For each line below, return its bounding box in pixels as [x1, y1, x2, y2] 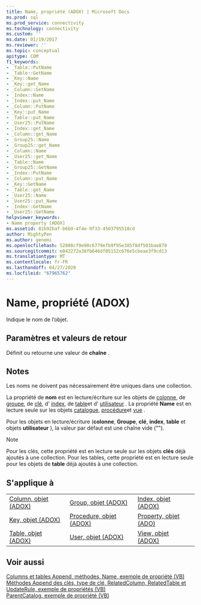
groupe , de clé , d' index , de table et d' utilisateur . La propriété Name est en [6, 400, 191, 408]
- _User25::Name [6, 192, 47, 198]
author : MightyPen [6, 231, 52, 237]
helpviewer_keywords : [6, 215, 60, 221]
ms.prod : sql [6, 14, 39, 20]
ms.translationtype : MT [6, 254, 66, 260]
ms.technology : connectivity [6, 25, 79, 32]
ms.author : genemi [6, 237, 52, 243]
